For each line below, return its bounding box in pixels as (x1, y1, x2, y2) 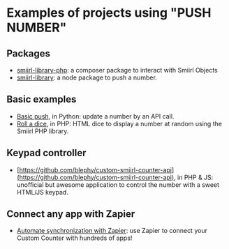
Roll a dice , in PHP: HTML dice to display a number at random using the (16, 119, 223, 128)
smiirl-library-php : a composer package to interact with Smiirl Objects (16, 66, 218, 74)
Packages (6, 47, 50, 59)
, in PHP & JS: (173, 173, 214, 181)
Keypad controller (6, 147, 87, 159)
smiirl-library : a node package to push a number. (16, 73, 158, 82)
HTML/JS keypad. (16, 188, 69, 196)
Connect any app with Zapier (6, 208, 135, 220)
